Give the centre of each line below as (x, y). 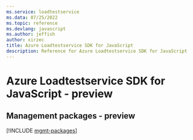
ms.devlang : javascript (36, 29)
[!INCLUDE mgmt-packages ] (42, 130)
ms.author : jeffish (31, 34)
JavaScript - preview (60, 94)
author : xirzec (25, 40)
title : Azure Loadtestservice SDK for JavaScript (70, 46)
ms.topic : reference (32, 23)
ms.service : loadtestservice (43, 12)
